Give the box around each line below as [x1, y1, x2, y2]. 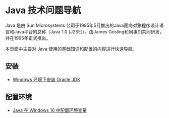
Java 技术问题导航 [5, 5, 81, 16]
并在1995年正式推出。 [5, 35, 51, 41]
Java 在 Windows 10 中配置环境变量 [12, 107, 87, 113]
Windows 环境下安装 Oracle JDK [12, 76, 81, 83]
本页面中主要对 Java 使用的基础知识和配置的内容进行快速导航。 [5, 46, 137, 52]
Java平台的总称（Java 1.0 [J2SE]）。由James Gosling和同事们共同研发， [14, 28, 164, 34]
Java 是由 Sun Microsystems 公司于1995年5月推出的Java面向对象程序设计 [5, 22, 159, 28]
